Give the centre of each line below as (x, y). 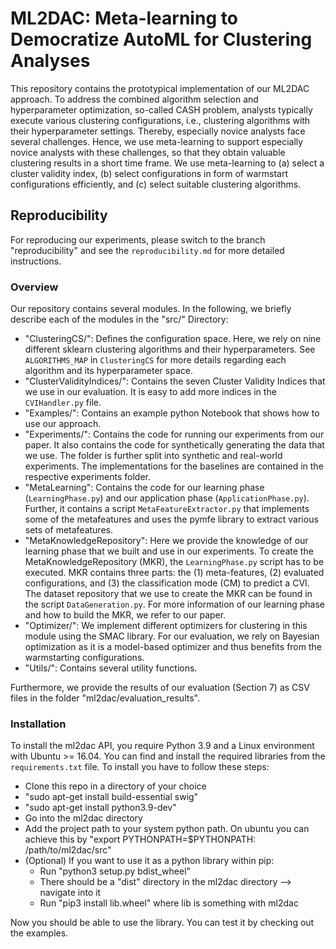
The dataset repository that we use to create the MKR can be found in (168, 594)
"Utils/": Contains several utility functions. (111, 668)
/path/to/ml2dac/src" (68, 850)
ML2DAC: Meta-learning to (124, 18)
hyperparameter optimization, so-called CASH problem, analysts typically (161, 109)
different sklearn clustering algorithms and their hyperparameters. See (170, 349)
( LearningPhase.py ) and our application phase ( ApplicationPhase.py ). (167, 498)
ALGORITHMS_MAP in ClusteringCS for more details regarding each (155, 360)
